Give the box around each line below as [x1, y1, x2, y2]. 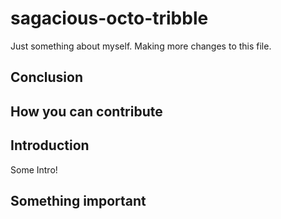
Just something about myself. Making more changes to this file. [10, 40, 272, 52]
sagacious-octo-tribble [10, 7, 209, 30]
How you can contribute [10, 103, 163, 120]
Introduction [10, 137, 90, 154]
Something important [10, 192, 147, 209]
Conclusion [10, 69, 84, 86]
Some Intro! [10, 163, 58, 176]
